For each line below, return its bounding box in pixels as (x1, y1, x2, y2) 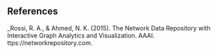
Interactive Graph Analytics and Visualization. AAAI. (7, 31, 155, 39)
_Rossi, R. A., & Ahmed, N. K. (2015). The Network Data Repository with (7, 24, 211, 32)
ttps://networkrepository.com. (7, 38, 93, 47)
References (7, 6, 58, 17)
